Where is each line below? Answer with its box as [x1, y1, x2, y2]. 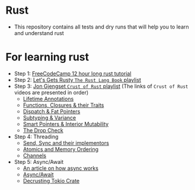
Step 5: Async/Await [14, 158, 64, 165]
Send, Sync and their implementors [23, 139, 109, 146]
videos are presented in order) [14, 88, 89, 96]
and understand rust [14, 29, 65, 36]
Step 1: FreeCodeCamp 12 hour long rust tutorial [14, 69, 132, 77]
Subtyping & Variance [23, 114, 76, 121]
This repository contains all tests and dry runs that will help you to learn [14, 23, 189, 30]
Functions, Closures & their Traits [23, 102, 104, 109]
